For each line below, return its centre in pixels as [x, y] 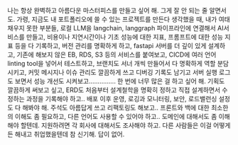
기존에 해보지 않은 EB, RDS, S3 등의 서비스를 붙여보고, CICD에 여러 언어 [117, 54]
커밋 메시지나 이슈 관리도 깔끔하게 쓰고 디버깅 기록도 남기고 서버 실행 [123, 72]
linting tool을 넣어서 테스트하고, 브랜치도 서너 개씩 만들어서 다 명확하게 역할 [112, 63]
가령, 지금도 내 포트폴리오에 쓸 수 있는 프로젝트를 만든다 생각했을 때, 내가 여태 [124, 19]
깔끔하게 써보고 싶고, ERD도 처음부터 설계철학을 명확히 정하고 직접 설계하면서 [114, 90]
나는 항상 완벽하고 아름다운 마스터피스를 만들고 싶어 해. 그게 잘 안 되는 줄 [108, 10]
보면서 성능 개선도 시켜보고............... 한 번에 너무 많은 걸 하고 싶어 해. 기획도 [120, 81]
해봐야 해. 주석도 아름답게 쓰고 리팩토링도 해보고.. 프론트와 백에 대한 [116, 108]
